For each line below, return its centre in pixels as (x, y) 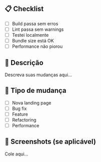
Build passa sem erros (35, 23)
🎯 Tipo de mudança (35, 91)
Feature (20, 114)
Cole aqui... (17, 154)
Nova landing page (31, 102)
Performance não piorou (37, 46)
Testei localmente (30, 35)
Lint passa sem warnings (38, 29)
